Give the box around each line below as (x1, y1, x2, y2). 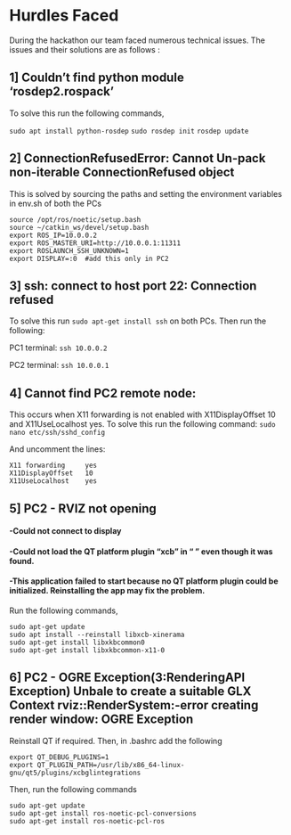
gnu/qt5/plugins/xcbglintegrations (9, 768, 141, 777)
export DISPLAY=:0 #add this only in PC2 (9, 254, 169, 263)
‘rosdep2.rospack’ (9, 84, 114, 99)
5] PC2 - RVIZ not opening (9, 501, 158, 516)
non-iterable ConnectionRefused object (9, 165, 235, 180)
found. (9, 555, 35, 566)
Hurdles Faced (9, 5, 119, 26)
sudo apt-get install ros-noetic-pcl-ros (9, 816, 166, 825)
